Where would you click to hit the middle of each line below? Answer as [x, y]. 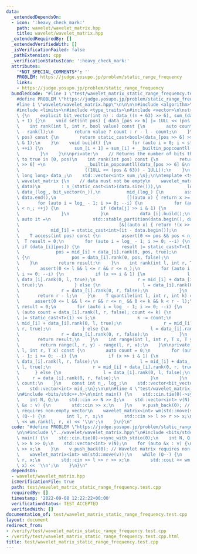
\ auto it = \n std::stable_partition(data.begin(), [101, 219]
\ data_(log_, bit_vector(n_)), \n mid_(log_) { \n [90, 192]
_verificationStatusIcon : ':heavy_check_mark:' [71, 61]
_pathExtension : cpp [36, 55]
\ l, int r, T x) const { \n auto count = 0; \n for [98, 351]
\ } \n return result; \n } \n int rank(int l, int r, [102, 263]
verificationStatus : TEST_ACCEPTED [55, 503]
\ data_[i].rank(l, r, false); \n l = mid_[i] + [96, 361]
